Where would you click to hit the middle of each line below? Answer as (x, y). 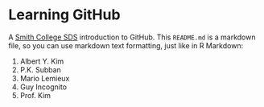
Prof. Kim (35, 95)
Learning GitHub (64, 15)
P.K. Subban (41, 69)
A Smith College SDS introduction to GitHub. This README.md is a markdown (132, 37)
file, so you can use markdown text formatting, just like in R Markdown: (126, 45)
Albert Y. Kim (42, 61)
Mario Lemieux (45, 78)
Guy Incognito (43, 87)
